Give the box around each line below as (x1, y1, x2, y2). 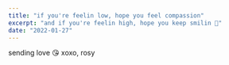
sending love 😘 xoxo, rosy (8, 48, 95, 58)
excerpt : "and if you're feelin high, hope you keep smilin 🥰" (8, 19, 223, 27)
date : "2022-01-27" (8, 26, 73, 34)
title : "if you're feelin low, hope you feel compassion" (8, 11, 204, 20)
